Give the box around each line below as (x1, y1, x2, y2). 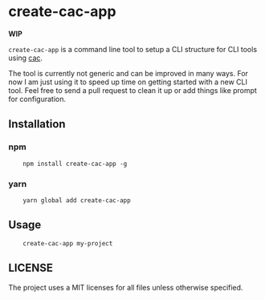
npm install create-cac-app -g (22, 160, 128, 168)
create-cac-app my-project (22, 239, 113, 247)
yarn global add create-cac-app (22, 196, 131, 205)
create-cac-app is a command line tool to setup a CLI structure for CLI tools (8, 44, 258, 54)
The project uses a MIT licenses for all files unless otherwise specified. (8, 282, 243, 292)
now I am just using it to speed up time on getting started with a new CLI (8, 77, 247, 87)
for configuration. (8, 94, 67, 103)
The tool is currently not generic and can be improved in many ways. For (8, 68, 249, 78)
